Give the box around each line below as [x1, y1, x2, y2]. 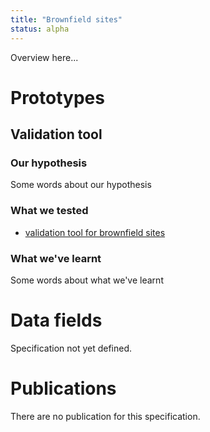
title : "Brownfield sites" [10, 14, 123, 25]
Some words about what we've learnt [10, 274, 164, 286]
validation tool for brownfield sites [24, 226, 166, 238]
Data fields [10, 309, 103, 332]
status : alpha [10, 24, 70, 34]
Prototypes [10, 86, 105, 109]
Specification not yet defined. [10, 342, 133, 354]
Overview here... [10, 51, 79, 63]
